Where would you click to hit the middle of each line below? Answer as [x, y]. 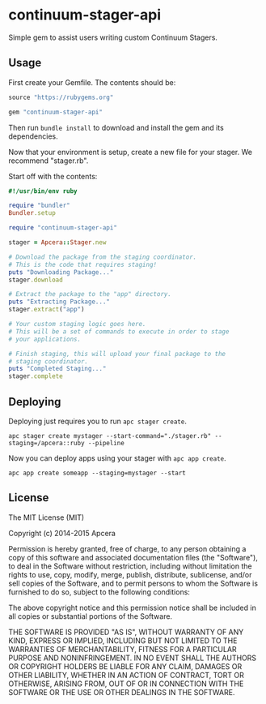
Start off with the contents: [53, 176]
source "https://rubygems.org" [61, 97]
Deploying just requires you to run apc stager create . [98, 421]
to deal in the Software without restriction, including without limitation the [130, 566]
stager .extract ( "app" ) [46, 310]
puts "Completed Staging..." [57, 369]
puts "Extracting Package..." [59, 302]
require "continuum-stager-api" [63, 228]
